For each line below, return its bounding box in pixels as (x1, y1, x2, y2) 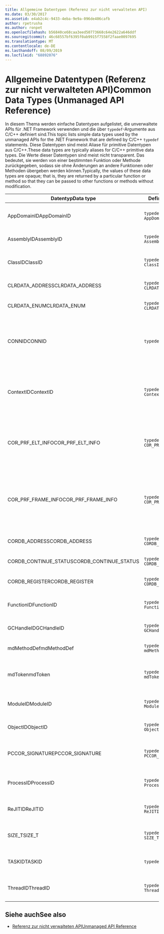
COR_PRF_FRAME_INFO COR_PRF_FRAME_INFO (7, 496, 118, 503)
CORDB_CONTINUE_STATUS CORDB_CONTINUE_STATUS (7, 558, 140, 565)
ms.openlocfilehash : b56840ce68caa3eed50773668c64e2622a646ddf (5, 30, 137, 35)
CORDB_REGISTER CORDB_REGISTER (7, 578, 94, 585)
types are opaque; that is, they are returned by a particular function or (5, 173, 146, 179)
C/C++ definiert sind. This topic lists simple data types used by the (5, 132, 138, 137)
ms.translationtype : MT (5, 39, 54, 44)
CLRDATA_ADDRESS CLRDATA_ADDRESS (7, 282, 102, 289)
